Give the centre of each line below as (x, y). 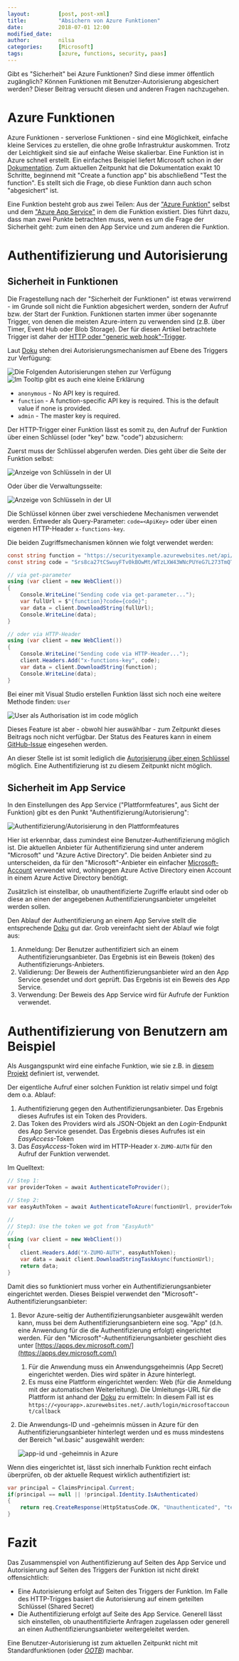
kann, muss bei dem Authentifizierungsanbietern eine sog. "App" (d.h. (120, 1322)
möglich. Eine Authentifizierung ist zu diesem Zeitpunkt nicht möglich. (110, 765)
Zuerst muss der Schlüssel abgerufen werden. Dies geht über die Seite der (117, 451)
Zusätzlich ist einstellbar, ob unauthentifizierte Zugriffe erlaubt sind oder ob (118, 892)
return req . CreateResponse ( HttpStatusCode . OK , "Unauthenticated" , (121, 1508)
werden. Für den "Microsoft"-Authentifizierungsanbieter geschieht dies (122, 1337)
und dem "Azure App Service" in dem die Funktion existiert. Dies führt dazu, (119, 211)
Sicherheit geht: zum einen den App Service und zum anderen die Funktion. (118, 227)
